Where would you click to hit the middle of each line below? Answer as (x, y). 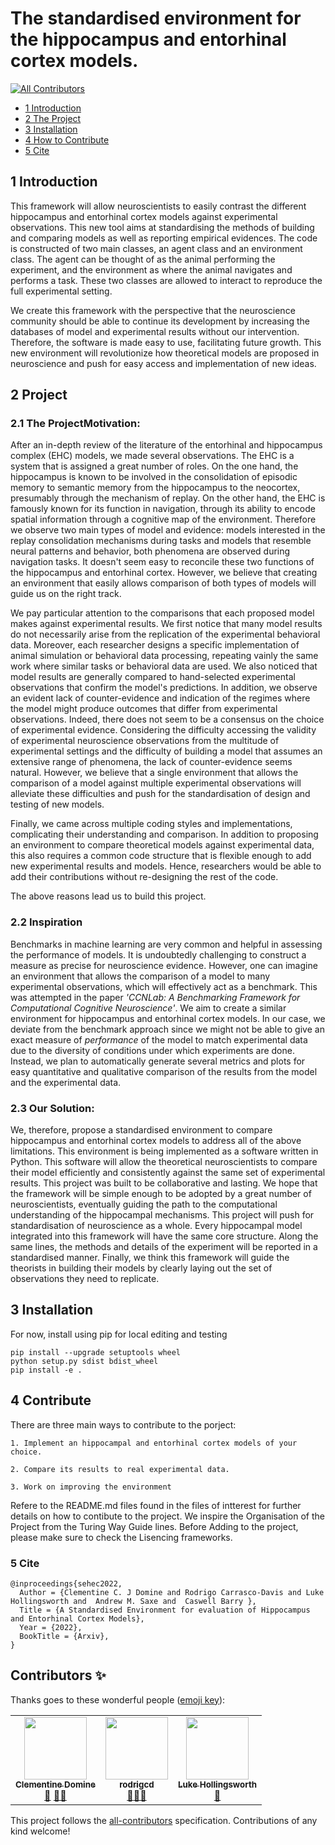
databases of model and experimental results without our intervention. (155, 331)
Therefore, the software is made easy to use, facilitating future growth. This (166, 342)
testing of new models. (57, 804)
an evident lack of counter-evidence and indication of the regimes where (160, 698)
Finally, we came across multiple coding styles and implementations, (151, 824)
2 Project (39, 395)
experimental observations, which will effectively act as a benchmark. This (164, 986)
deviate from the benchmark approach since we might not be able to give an (167, 1029)
